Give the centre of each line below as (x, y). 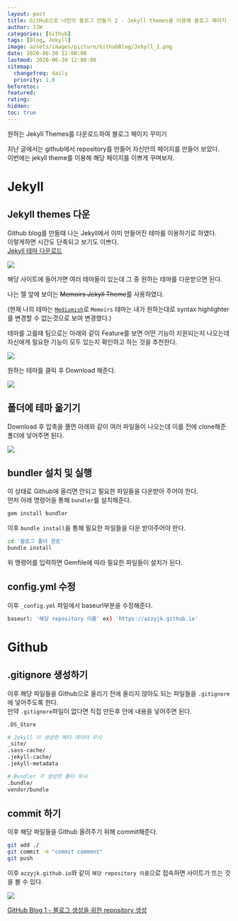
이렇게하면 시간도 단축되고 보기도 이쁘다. (63, 242)
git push (20, 859)
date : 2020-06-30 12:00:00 (47, 54)
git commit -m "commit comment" (55, 852)
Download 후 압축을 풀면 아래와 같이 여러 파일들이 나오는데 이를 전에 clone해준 (117, 426)
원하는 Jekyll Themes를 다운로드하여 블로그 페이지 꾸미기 (87, 134)
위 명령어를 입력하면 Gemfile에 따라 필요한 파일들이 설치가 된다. (95, 563)
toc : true (22, 113)
